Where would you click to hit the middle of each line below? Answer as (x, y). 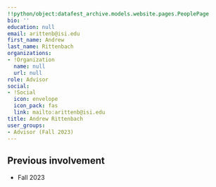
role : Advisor (28, 79)
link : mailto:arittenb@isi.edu (59, 112)
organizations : (30, 54)
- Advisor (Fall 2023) (40, 132)
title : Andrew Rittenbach (45, 119)
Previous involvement (56, 161)
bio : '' (19, 20)
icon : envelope (36, 99)
